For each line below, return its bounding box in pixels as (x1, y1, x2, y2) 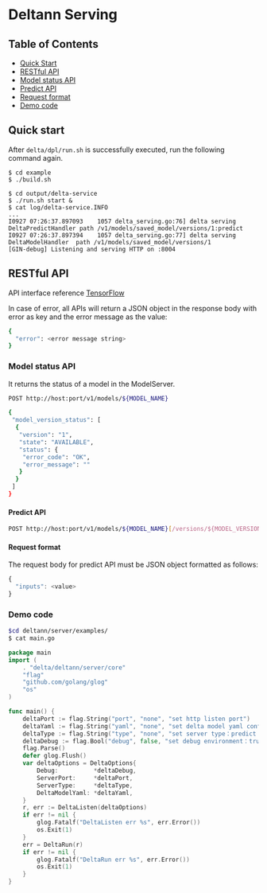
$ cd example (8, 169, 52, 177)
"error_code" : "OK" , (22, 453, 91, 461)
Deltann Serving (8, 6, 118, 24)
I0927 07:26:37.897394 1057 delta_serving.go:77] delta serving (8, 231, 237, 240)
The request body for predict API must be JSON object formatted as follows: (8, 560, 258, 570)
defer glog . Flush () (22, 752, 87, 760)
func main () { (8, 708, 56, 716)
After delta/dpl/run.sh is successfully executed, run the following (8, 145, 225, 154)
